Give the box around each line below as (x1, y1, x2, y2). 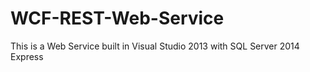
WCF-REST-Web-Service (10, 7, 225, 30)
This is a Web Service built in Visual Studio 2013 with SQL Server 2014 (10, 40, 300, 52)
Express (10, 50, 44, 62)
